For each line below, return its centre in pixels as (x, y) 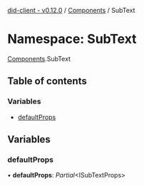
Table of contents (47, 81)
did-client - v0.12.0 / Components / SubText (71, 10)
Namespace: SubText (72, 39)
